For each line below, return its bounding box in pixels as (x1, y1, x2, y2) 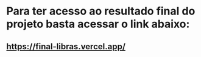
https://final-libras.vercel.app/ (6, 41, 126, 52)
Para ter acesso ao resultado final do (6, 4, 196, 18)
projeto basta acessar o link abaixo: (6, 17, 190, 31)
